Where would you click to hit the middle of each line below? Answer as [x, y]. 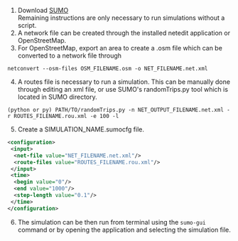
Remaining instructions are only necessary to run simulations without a [121, 18]
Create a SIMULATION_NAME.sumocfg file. [81, 129]
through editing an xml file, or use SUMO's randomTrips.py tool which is [123, 89]
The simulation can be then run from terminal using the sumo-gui [112, 222]
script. [27, 25]
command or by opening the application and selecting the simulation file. [124, 230]
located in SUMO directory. [57, 97]
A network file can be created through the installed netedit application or [124, 33]
